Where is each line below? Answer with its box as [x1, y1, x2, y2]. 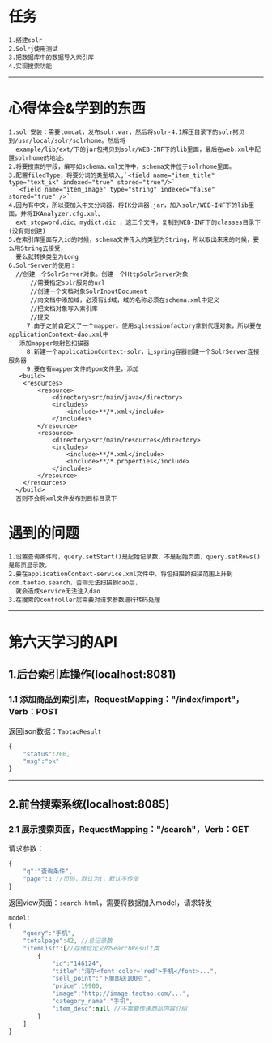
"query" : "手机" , [23, 929, 75, 937]
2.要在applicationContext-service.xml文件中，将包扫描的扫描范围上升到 [8, 570, 233, 578]
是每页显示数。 [8, 561, 51, 569]
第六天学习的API [8, 633, 117, 651]
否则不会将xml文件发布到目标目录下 [15, 494, 117, 502]
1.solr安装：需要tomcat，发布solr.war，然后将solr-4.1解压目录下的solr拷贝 [8, 127, 245, 136]
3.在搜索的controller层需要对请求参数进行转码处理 [8, 596, 160, 604]
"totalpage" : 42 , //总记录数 [23, 937, 113, 945]
